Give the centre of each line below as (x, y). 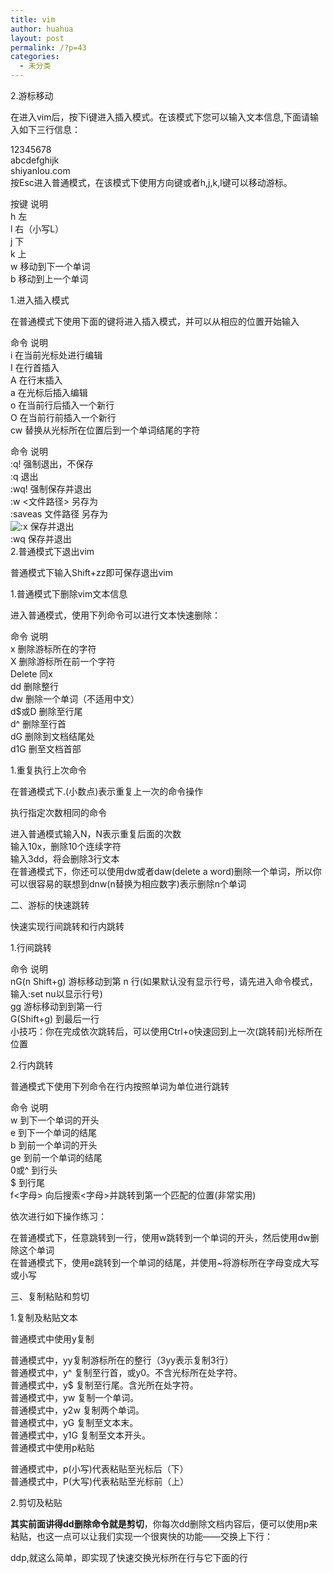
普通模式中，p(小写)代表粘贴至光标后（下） (99, 1469)
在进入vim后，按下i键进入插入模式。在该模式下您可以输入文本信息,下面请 (160, 117)
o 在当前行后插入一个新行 (62, 405)
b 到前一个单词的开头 (54, 1145)
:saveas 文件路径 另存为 (59, 514)
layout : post (37, 38)
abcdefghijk (35, 160)
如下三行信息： (49, 129)
